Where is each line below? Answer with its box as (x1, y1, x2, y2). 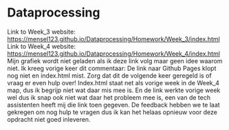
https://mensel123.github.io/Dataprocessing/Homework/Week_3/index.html (7, 34, 220, 43)
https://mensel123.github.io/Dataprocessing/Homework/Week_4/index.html (7, 50, 220, 58)
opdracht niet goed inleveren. (7, 115, 91, 123)
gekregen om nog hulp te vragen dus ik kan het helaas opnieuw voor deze (7, 108, 218, 116)
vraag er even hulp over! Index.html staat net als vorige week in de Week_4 (7, 78, 220, 87)
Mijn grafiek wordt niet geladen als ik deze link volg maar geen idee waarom (7, 56, 223, 65)
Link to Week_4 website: (7, 42, 76, 50)
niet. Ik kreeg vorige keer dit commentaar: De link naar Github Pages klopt (7, 64, 217, 72)
